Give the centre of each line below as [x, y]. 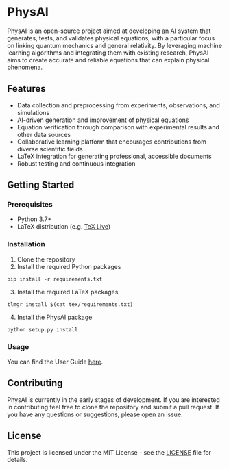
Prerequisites [30, 205]
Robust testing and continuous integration [76, 163]
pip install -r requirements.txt [55, 279]
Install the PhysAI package [55, 317]
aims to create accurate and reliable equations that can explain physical [108, 60]
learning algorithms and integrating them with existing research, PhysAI [108, 53]
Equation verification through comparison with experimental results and [118, 127]
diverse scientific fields [50, 149]
